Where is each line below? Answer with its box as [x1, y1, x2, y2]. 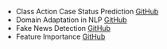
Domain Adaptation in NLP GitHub [15, 15, 127, 24]
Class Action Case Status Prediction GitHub [15, 7, 159, 16]
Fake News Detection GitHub [15, 24, 111, 32]
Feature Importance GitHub [15, 32, 106, 41]
